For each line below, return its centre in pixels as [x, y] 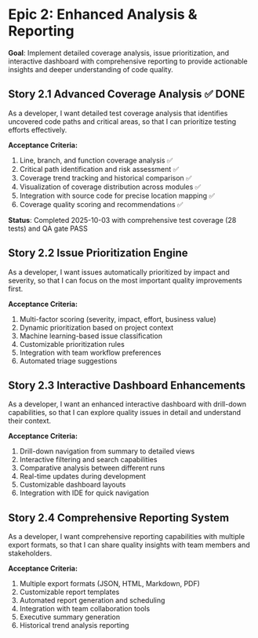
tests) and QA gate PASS [48, 228]
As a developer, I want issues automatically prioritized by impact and [119, 272]
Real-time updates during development [83, 476]
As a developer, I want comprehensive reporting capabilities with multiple [127, 537]
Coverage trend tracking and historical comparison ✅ [105, 177]
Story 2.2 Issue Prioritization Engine [98, 253]
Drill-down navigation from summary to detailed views [107, 451]
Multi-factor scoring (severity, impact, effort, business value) [118, 319]
